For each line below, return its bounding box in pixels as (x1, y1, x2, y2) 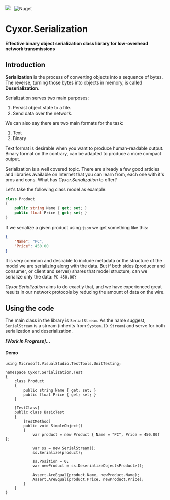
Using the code (5, 303, 54, 313)
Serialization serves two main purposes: (5, 95, 89, 101)
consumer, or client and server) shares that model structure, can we (5, 268, 148, 274)
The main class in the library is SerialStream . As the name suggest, (5, 317, 146, 323)
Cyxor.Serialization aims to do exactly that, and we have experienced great (5, 284, 162, 290)
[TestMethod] (23, 419, 51, 424)
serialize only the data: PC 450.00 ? (5, 274, 77, 280)
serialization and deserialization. (5, 328, 73, 335)
